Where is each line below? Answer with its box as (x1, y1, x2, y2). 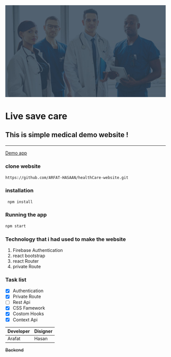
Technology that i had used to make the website (5, 236, 126, 243)
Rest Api (12, 299, 31, 305)
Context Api (12, 316, 38, 323)
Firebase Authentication (12, 247, 63, 253)
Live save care (5, 110, 68, 122)
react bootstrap (12, 252, 45, 259)
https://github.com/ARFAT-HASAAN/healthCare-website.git (5, 175, 129, 181)
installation (5, 187, 34, 194)
